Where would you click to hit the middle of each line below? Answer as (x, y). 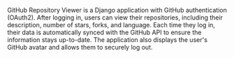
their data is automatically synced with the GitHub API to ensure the (104, 32)
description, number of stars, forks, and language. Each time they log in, (111, 25)
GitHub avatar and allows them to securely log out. (80, 47)
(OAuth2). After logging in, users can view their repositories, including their (115, 17)
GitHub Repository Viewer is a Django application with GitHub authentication (117, 10)
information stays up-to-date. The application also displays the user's (108, 40)
